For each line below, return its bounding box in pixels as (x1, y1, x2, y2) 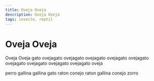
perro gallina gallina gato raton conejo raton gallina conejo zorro (5, 70, 139, 76)
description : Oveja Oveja (5, 12, 60, 17)
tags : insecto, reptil (5, 17, 53, 22)
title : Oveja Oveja (5, 7, 46, 13)
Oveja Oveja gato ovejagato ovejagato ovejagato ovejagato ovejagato (5, 55, 149, 61)
